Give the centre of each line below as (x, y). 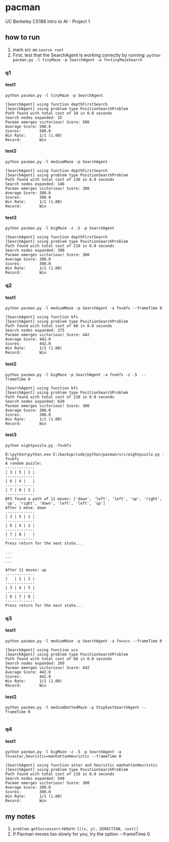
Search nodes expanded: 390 (35, 250)
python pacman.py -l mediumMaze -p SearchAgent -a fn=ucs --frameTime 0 (84, 641)
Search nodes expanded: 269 (35, 663)
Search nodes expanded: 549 (35, 779)
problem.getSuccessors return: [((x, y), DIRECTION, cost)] (75, 829)
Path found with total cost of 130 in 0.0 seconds (60, 180)
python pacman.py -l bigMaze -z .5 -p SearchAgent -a (63, 752)
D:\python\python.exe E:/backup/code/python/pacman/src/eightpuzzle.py (82, 454)
